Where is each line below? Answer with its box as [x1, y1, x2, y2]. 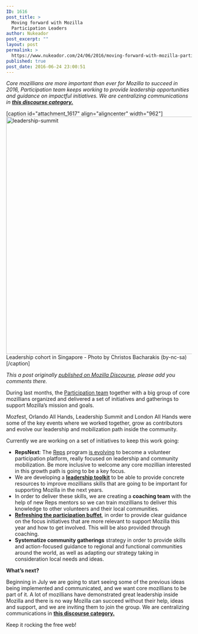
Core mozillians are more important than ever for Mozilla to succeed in [6, 80, 178, 87]
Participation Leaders [11, 25, 67, 31]
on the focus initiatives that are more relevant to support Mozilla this [14, 518, 180, 525]
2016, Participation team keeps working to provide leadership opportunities [6, 86, 190, 93]
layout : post [6, 42, 38, 48]
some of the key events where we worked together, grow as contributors [6, 419, 183, 426]
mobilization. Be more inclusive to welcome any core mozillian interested [14, 461, 192, 468]
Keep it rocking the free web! [6, 622, 77, 629]
